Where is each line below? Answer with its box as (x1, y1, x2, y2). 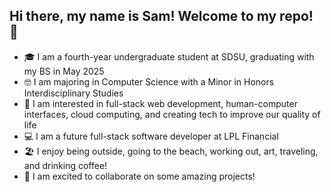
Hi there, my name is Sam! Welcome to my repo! (9, 8, 314, 25)
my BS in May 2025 (23, 65, 105, 77)
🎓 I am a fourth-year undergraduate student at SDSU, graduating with (23, 50, 315, 63)
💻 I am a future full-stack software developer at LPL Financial (23, 130, 279, 142)
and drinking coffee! (23, 159, 108, 171)
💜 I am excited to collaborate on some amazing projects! (23, 170, 256, 182)
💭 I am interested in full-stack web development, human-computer (23, 97, 298, 109)
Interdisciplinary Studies (23, 87, 124, 99)
